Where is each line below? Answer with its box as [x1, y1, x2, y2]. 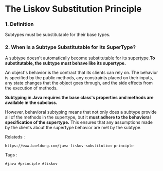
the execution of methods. [5, 85, 58, 91]
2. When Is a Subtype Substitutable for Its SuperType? [5, 44, 136, 51]
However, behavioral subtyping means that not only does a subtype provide [5, 109, 157, 115]
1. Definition [5, 21, 34, 28]
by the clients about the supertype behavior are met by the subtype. [5, 124, 142, 130]
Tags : [5, 152, 18, 157]
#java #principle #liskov [5, 161, 57, 166]
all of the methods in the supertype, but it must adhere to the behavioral [5, 114, 151, 120]
